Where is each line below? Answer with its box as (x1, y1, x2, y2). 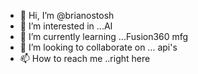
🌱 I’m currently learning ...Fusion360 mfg (19, 31, 189, 42)
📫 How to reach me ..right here (19, 53, 151, 64)
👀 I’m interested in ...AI (19, 20, 113, 32)
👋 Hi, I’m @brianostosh (19, 10, 115, 21)
